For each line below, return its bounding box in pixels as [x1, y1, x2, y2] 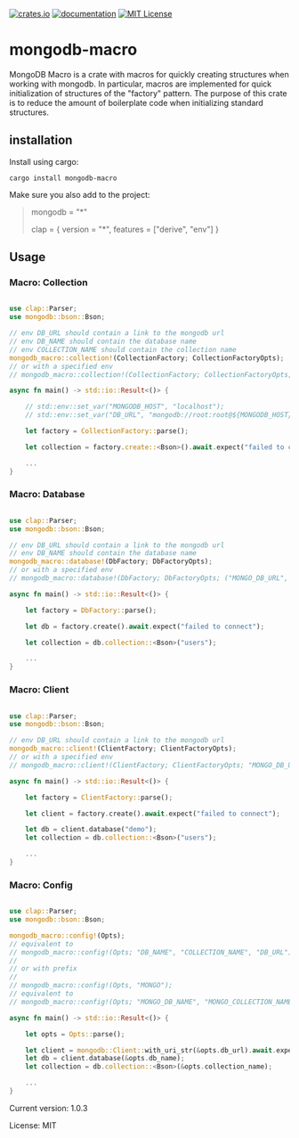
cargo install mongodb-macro [9, 174, 117, 183]
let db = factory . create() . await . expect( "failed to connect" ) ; [25, 622, 265, 631]
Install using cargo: [9, 156, 79, 167]
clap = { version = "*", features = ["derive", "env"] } [30, 224, 220, 234]
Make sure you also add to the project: [9, 189, 150, 200]
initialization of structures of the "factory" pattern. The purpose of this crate [9, 87, 287, 98]
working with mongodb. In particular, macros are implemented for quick [9, 78, 272, 89]
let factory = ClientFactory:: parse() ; [25, 793, 174, 802]
